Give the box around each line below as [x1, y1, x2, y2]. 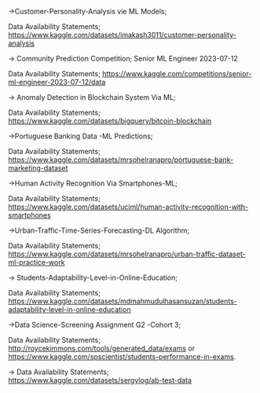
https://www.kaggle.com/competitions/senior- [101, 69, 252, 78]
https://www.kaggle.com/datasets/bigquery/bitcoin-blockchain [8, 116, 212, 125]
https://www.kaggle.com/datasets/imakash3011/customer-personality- [8, 31, 237, 39]
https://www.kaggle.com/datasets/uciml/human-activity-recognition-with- [8, 202, 249, 211]
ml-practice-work [8, 258, 65, 266]
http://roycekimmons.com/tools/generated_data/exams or [8, 343, 195, 353]
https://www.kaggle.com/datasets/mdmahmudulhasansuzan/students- [8, 296, 238, 306]
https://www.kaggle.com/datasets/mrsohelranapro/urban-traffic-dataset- [8, 249, 246, 259]
